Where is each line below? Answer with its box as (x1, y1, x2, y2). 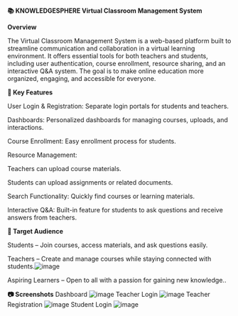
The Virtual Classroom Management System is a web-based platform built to (7, 37, 232, 45)
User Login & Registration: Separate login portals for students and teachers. (7, 102, 229, 110)
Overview (7, 23, 37, 31)
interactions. (7, 124, 44, 131)
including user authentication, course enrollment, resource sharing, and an (7, 60, 226, 67)
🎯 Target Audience (7, 227, 64, 235)
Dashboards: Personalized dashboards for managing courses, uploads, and (7, 116, 229, 124)
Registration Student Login (7, 300, 112, 308)
